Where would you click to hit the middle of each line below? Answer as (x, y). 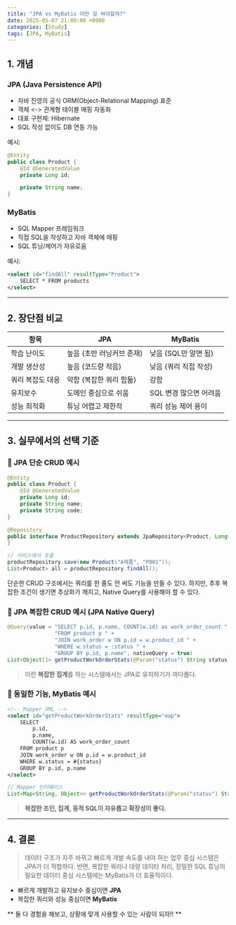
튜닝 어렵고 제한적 (94, 406)
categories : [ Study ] (38, 27)
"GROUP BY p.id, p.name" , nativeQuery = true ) (124, 653)
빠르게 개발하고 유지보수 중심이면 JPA (69, 890)
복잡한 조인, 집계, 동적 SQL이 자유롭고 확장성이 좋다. (95, 809)
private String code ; (51, 510)
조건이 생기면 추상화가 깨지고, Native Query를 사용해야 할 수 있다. (110, 592)
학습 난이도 (28, 353)
